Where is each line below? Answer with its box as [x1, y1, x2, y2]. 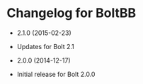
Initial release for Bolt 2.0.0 [16, 70, 96, 78]
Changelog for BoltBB [6, 5, 137, 21]
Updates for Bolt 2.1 [16, 42, 75, 51]
